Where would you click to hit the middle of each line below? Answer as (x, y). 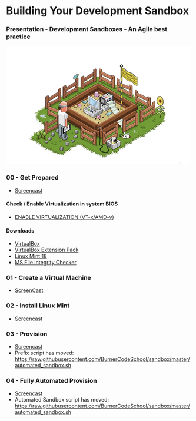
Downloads (20, 230)
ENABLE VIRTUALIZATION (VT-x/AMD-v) (64, 217)
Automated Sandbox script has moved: (62, 400)
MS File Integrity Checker (45, 263)
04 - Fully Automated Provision (52, 381)
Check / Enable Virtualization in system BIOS (62, 204)
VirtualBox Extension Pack (46, 250)
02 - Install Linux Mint (38, 306)
